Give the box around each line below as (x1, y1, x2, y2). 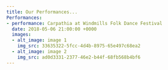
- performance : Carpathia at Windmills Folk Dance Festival (6, 20, 163, 26)
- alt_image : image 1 (12, 37, 67, 43)
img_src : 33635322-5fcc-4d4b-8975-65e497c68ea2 (17, 43, 141, 49)
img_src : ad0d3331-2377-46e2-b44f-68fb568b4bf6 (17, 54, 141, 60)
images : (12, 32, 32, 38)
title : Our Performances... (6, 9, 78, 15)
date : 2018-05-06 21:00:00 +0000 (12, 26, 97, 32)
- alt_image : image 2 (12, 49, 67, 55)
